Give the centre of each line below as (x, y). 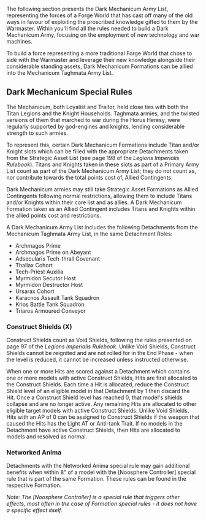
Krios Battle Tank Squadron (50, 304)
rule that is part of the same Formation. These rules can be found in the (97, 479)
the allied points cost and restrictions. (54, 215)
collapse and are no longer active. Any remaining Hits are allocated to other (101, 404)
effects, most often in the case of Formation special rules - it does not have (102, 504)
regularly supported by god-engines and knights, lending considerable (96, 126)
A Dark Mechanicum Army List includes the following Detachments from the (102, 227)
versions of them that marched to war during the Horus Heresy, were (93, 120)
